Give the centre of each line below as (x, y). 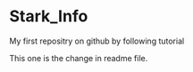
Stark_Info (49, 16)
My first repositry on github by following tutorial (97, 41)
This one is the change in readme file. (79, 58)
